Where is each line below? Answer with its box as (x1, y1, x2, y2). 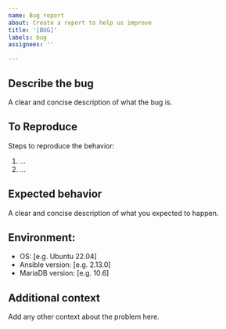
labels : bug (8, 33, 47, 42)
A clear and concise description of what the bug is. (8, 97, 173, 107)
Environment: (8, 231, 76, 244)
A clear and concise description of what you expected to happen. (8, 208, 219, 218)
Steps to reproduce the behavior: (8, 141, 115, 150)
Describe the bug (8, 76, 94, 90)
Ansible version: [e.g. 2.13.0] (19, 260, 111, 269)
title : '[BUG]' (8, 26, 58, 34)
